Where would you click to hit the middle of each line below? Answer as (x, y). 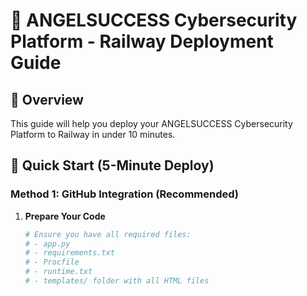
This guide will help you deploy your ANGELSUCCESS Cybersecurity (151, 123)
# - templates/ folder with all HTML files (117, 281)
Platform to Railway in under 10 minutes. (93, 134)
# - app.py (47, 244)
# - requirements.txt (69, 253)
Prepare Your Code (65, 216)
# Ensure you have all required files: (108, 234)
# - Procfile (52, 262)
